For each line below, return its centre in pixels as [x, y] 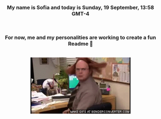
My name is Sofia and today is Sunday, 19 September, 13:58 [80, 7]
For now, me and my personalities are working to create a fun [80, 37]
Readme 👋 [80, 44]
